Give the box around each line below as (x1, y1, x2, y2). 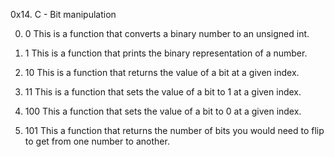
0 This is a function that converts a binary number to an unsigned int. (24, 28, 310, 39)
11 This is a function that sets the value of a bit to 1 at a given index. (24, 86, 302, 98)
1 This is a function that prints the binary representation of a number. (24, 47, 308, 59)
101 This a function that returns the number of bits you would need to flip (24, 125, 325, 136)
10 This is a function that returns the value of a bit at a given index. (24, 67, 300, 78)
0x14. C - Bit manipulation (10, 9, 117, 20)
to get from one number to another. (24, 135, 170, 147)
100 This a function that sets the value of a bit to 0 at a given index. (24, 105, 302, 117)
